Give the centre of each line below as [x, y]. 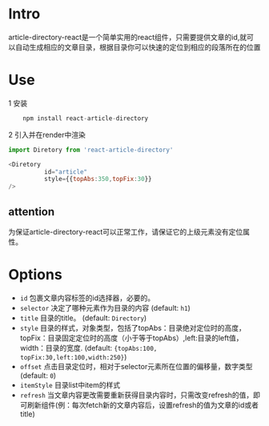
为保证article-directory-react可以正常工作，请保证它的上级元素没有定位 [126, 231]
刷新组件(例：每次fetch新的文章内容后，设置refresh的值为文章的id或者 [143, 404]
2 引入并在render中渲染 [47, 135]
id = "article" [66, 172]
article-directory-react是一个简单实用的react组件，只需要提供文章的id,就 [128, 37]
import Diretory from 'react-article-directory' [91, 150]
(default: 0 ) [38, 375]
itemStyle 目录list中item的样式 [70, 384]
